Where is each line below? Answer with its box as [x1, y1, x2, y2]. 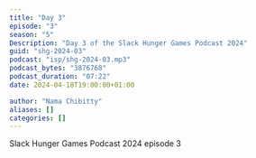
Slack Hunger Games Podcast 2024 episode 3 [9, 138, 182, 149]
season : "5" [9, 30, 54, 39]
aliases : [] [9, 105, 54, 114]
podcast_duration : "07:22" [9, 72, 111, 81]
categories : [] [9, 114, 67, 123]
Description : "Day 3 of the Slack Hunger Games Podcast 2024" [9, 38, 248, 48]
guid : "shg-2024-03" [9, 47, 87, 56]
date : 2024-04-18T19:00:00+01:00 [9, 80, 135, 89]
